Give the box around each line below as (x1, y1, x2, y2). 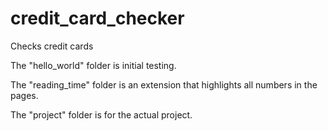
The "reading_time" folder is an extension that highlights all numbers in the (10, 78, 318, 91)
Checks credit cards (10, 40, 94, 52)
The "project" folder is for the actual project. (10, 108, 193, 121)
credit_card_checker (10, 7, 185, 30)
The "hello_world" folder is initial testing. (10, 59, 177, 71)
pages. (10, 89, 39, 101)
